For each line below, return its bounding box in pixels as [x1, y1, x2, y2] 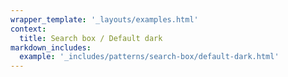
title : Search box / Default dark [19, 33, 163, 43]
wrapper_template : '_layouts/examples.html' [10, 14, 199, 25]
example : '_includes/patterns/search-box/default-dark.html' [19, 52, 280, 62]
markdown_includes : [10, 42, 92, 53]
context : [10, 24, 47, 34]
